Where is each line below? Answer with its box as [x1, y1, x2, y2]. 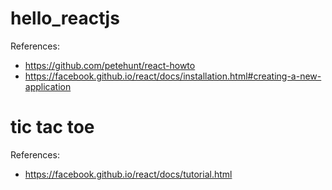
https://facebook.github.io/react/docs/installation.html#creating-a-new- [24, 70, 322, 82]
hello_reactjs [10, 7, 120, 30]
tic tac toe [10, 116, 95, 139]
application [24, 80, 72, 92]
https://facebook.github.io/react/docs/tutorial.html [24, 168, 233, 180]
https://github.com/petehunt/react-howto [24, 59, 196, 71]
